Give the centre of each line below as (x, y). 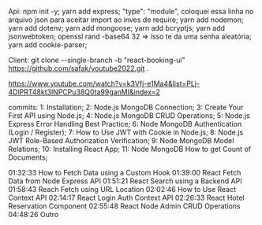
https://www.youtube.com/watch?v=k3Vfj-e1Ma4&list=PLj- (104, 83)
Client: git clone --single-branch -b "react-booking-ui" (97, 60)
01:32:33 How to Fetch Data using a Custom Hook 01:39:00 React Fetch (125, 173)
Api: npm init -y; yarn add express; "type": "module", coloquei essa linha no (131, 11)
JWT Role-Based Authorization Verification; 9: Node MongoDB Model (121, 140)
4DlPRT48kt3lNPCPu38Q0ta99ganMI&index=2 (84, 92)
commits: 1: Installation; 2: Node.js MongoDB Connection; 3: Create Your (126, 107)
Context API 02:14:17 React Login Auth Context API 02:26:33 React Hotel (126, 197)
